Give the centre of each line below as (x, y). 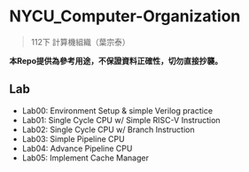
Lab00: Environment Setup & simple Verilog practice (117, 110)
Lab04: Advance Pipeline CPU (77, 148)
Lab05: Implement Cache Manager (85, 158)
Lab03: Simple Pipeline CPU (74, 138)
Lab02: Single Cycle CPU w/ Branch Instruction (108, 129)
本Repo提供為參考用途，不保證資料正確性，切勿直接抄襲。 (116, 60)
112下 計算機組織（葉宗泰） (80, 42)
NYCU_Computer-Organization (125, 16)
